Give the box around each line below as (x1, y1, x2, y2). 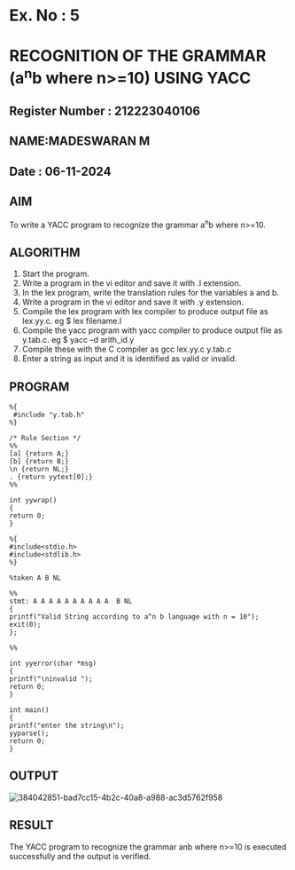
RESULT (9, 818, 54, 833)
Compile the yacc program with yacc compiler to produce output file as (21, 325, 283, 336)
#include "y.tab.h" (12, 410, 86, 419)
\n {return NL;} (9, 464, 69, 473)
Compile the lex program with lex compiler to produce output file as (21, 306, 268, 317)
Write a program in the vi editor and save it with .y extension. (21, 297, 244, 307)
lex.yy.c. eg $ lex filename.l (21, 316, 122, 327)
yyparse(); (9, 729, 50, 738)
